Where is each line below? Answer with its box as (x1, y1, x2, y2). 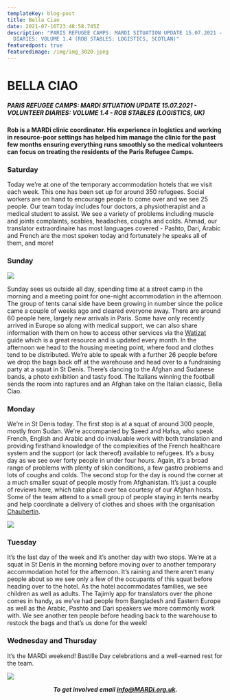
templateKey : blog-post (7, 10, 76, 17)
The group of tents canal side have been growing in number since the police (7, 299, 223, 307)
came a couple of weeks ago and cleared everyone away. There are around (7, 307, 221, 315)
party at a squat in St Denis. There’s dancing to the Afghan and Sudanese (7, 365, 215, 373)
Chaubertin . (7, 507, 41, 516)
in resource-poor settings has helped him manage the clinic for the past (7, 133, 216, 142)
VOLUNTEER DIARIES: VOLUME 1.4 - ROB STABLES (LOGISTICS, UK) (7, 108, 205, 117)
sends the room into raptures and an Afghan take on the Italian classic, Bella (7, 380, 222, 388)
